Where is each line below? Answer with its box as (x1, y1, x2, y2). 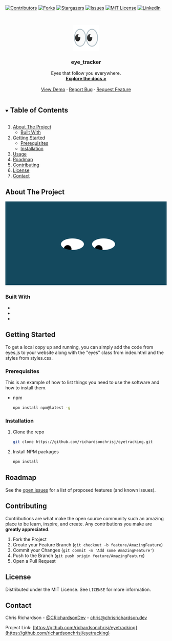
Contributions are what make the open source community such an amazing (5, 515, 164, 521)
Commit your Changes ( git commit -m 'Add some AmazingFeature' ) (12, 547, 155, 553)
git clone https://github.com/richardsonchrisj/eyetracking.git (12, 439, 153, 445)
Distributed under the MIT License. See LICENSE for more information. (5, 586, 151, 592)
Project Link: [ (5, 625, 35, 631)
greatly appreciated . (5, 526, 50, 532)
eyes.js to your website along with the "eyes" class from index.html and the (5, 349, 164, 356)
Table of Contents (10, 105, 68, 115)
